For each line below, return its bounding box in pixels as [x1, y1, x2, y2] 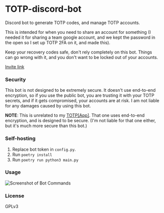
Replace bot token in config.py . [12, 146, 76, 152]
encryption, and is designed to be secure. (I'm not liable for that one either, [5, 118, 156, 124]
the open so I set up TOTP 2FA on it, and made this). [5, 39, 111, 45]
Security [5, 76, 26, 83]
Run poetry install [12, 151, 52, 158]
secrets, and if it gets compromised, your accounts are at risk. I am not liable [5, 98, 160, 104]
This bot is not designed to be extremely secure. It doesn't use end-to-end [5, 87, 156, 93]
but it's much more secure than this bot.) [5, 123, 87, 129]
